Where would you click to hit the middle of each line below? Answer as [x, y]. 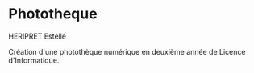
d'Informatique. [34, 60]
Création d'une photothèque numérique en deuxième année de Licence [127, 51]
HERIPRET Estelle [37, 36]
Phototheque [53, 14]
